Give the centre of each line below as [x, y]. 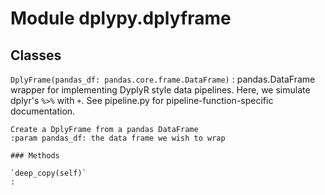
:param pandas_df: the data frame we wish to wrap [118, 138]
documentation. [43, 111]
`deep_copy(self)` [48, 173]
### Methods [35, 156]
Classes [36, 55]
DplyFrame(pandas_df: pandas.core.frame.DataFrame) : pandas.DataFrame [163, 79]
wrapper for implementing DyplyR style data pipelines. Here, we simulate [160, 90]
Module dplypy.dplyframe [121, 18]
